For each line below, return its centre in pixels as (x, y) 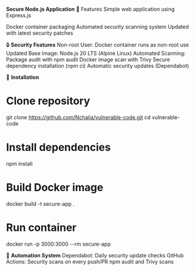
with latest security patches (40, 33)
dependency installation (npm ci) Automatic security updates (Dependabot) (98, 66)
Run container (41, 227)
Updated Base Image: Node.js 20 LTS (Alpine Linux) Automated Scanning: (96, 53)
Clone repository (48, 101)
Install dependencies (58, 148)
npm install (19, 163)
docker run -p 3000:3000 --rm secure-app (58, 244)
